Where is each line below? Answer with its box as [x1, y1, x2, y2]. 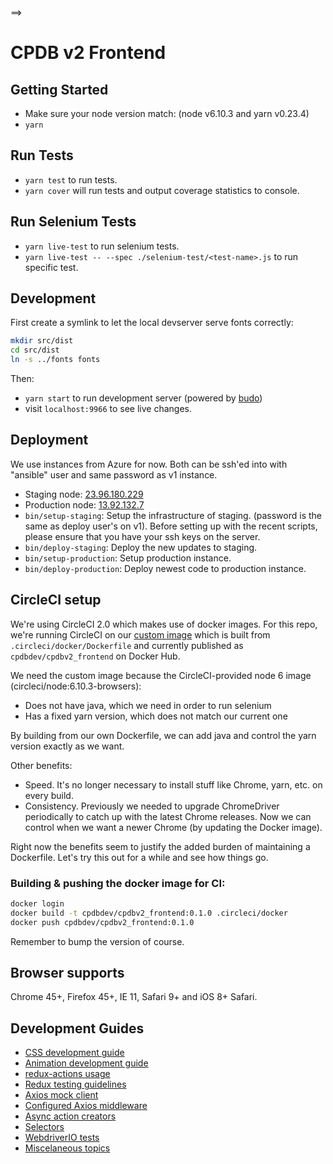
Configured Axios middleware [24, 1100, 148, 1112]
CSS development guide [24, 1047, 125, 1059]
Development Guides [10, 1020, 145, 1037]
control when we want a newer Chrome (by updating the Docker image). [24, 821, 323, 833]
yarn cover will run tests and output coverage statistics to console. [24, 184, 300, 196]
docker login [10, 898, 65, 909]
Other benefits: [10, 759, 73, 771]
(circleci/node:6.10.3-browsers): [10, 680, 142, 692]
